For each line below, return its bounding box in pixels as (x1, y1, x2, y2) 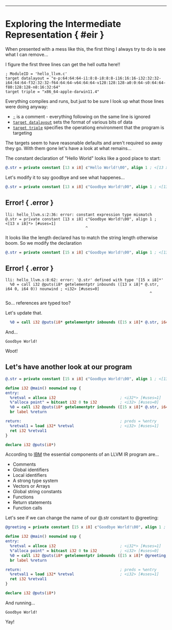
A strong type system (12, 477, 58, 484)
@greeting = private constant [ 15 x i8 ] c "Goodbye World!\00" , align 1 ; (5, 524, 166, 530)
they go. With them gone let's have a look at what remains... (5, 145, 132, 151)
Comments (12, 461, 36, 468)
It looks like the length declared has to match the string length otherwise (5, 234, 158, 241)
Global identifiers (12, 467, 49, 473)
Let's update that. (5, 310, 42, 316)
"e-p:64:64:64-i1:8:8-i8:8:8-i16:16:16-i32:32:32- (51, 75, 161, 81)
